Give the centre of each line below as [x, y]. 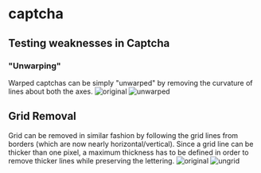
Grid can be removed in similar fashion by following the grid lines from [123, 135]
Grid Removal [43, 116]
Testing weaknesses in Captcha [89, 43]
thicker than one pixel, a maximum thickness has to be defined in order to [129, 152]
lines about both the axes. [51, 91]
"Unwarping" [35, 66]
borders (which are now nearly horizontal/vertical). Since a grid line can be [131, 144]
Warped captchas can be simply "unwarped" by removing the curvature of [130, 83]
